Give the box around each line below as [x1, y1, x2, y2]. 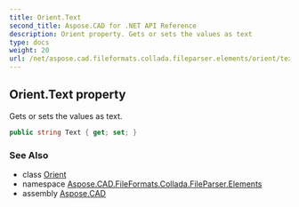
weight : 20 [9, 46, 50, 55]
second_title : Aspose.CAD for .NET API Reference [9, 21, 198, 30]
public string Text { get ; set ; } [9, 128, 138, 137]
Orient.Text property [9, 87, 126, 102]
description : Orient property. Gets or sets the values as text [9, 29, 253, 38]
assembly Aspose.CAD [21, 187, 107, 198]
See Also [9, 148, 49, 161]
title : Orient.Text [9, 12, 82, 22]
